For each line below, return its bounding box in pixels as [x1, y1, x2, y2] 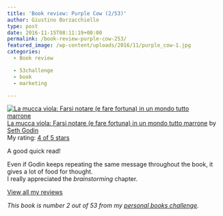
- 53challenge [13, 67, 53, 74]
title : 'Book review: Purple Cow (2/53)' [7, 10, 127, 17]
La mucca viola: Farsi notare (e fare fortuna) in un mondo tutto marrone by [7, 119, 217, 128]
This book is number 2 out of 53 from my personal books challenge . [7, 202, 200, 210]
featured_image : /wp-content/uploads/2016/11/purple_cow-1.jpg [7, 42, 192, 49]
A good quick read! [7, 147, 62, 155]
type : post [7, 23, 38, 29]
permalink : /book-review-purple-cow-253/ [7, 36, 127, 43]
